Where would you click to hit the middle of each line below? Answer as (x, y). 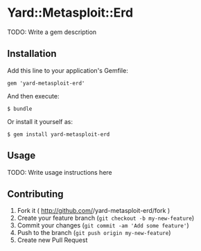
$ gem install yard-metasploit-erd (59, 134)
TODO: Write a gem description (52, 32)
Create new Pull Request (52, 240)
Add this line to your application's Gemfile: (68, 70)
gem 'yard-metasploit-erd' (46, 83)
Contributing (35, 194)
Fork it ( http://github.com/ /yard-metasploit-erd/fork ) (94, 211)
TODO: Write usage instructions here (60, 172)
